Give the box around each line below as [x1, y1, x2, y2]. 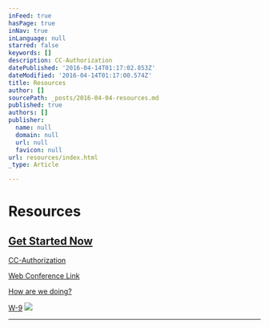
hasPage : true [8, 19, 56, 27]
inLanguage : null [8, 34, 66, 43]
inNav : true [8, 26, 48, 34]
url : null [15, 138, 48, 147]
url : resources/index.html [8, 153, 98, 161]
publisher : [8, 116, 45, 124]
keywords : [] [8, 49, 52, 57]
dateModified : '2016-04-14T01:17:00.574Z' [8, 71, 152, 79]
